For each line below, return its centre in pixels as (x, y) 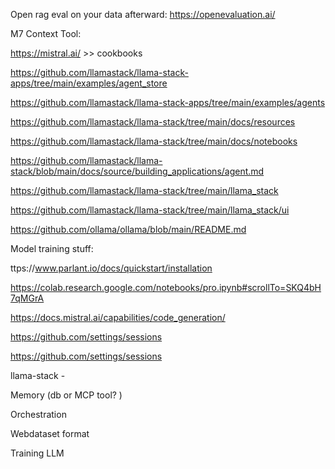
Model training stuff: (52, 248)
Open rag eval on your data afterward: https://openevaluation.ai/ (143, 14)
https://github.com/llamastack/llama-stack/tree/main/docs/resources (153, 122)
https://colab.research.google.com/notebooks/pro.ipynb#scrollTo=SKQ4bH (166, 287)
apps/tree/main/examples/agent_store (89, 83)
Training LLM (37, 453)
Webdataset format (50, 433)
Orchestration (38, 414)
